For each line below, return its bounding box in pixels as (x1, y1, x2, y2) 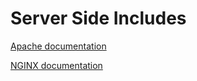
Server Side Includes (10, 7, 187, 30)
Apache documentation (10, 40, 107, 52)
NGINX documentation (10, 59, 103, 71)
